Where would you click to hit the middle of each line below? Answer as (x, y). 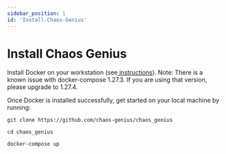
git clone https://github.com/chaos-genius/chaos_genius (90, 120)
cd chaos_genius (30, 132)
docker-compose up (33, 144)
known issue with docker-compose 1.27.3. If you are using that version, (107, 80)
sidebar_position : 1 (37, 13)
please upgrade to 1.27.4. (42, 87)
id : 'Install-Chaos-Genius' (47, 20)
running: (19, 107)
